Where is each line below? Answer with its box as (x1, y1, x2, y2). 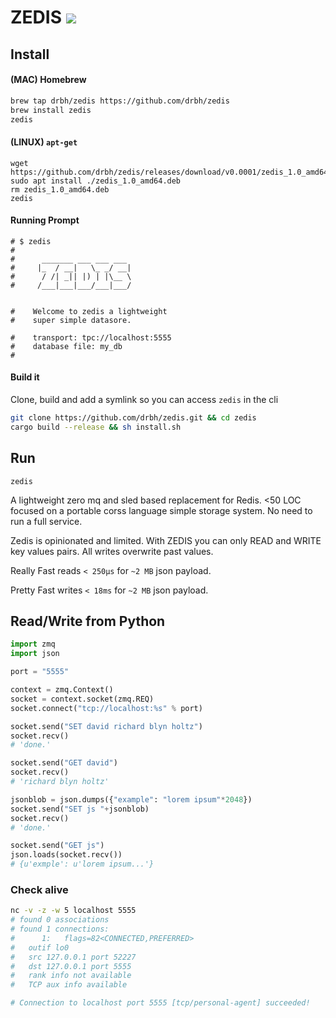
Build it (10, 371, 40, 383)
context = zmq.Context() (10, 685, 114, 695)
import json (10, 649, 60, 659)
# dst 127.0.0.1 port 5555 (10, 961, 132, 971)
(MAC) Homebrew (10, 74, 87, 86)
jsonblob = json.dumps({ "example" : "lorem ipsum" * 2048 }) (10, 794, 253, 805)
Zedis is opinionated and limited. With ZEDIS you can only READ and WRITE (10, 534, 322, 546)
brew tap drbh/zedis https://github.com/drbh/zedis (10, 96, 230, 106)
